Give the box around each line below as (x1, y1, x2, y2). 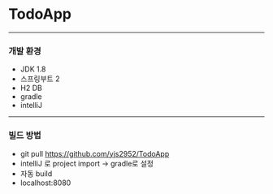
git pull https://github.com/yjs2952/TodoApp (19, 149, 170, 158)
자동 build (19, 168, 53, 179)
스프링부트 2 (19, 74, 60, 84)
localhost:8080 (19, 178, 71, 188)
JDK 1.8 (19, 64, 46, 74)
